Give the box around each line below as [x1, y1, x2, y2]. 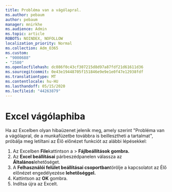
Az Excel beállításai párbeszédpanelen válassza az [12, 154, 122, 160]
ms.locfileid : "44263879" [5, 88, 61, 94]
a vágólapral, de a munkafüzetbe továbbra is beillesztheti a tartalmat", [5, 133, 154, 139]
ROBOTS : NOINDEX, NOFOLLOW [5, 36, 63, 41]
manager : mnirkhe [5, 22, 43, 27]
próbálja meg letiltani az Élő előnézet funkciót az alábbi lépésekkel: [5, 138, 147, 144]
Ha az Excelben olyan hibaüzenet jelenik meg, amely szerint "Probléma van [5, 127, 165, 134]
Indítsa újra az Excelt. [12, 181, 58, 187]
